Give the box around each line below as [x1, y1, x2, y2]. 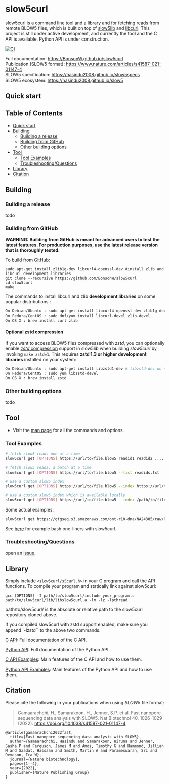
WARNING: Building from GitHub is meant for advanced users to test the [5, 237, 160, 243]
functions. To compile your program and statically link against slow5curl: [5, 583, 157, 589]
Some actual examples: [5, 506, 54, 513]
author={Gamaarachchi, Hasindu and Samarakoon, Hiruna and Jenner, [10, 739, 155, 744]
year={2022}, [10, 765, 37, 770]
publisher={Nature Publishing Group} [10, 770, 90, 775]
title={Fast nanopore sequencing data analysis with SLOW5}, [10, 734, 142, 739]
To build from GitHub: [5, 257, 50, 263]
